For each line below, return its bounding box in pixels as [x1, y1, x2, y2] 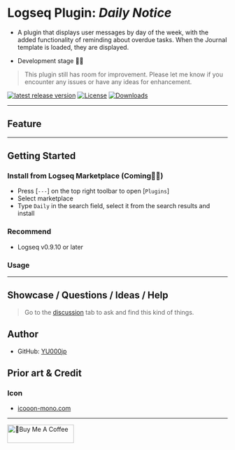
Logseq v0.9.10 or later [17, 243, 84, 251]
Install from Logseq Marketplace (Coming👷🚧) [7, 171, 164, 181]
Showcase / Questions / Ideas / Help [7, 289, 169, 301]
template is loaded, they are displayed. [17, 43, 129, 51]
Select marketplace [17, 194, 73, 203]
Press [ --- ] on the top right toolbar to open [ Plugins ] [17, 187, 170, 196]
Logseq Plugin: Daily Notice [7, 5, 172, 21]
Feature [7, 118, 42, 130]
